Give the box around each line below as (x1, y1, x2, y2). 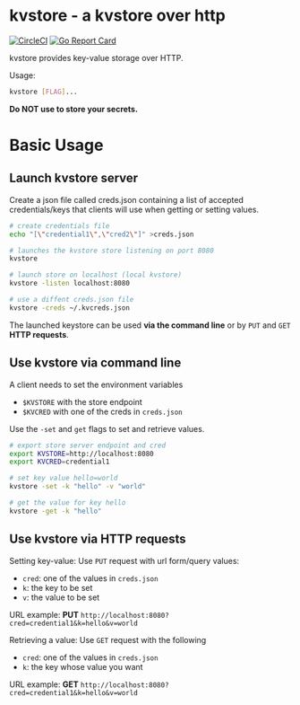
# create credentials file (9, 221, 110, 230)
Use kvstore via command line (9, 356, 182, 371)
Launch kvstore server (9, 171, 139, 186)
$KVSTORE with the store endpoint (21, 396, 143, 407)
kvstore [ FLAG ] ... (9, 87, 78, 96)
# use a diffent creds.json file (9, 295, 134, 304)
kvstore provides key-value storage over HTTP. (9, 52, 184, 63)
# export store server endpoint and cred (9, 441, 167, 450)
